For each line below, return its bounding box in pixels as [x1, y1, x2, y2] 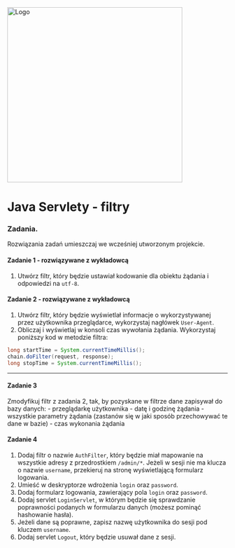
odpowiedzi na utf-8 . [17, 279, 80, 287]
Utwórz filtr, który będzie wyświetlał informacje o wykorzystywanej [17, 310, 211, 319]
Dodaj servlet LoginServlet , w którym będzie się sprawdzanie [17, 495, 196, 504]
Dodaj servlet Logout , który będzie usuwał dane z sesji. [17, 533, 176, 541]
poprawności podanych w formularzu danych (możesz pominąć [17, 502, 201, 511]
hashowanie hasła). [17, 510, 73, 519]
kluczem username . [17, 525, 71, 533]
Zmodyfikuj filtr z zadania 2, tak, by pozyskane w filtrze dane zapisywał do [7, 397, 222, 405]
